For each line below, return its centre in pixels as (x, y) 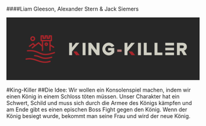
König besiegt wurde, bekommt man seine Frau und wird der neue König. (98, 116)
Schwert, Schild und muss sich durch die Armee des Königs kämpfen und (99, 103)
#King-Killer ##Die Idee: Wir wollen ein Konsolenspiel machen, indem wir (99, 90)
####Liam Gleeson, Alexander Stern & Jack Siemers (73, 9)
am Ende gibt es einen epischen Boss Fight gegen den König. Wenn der (97, 109)
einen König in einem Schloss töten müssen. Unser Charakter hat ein (93, 96)
